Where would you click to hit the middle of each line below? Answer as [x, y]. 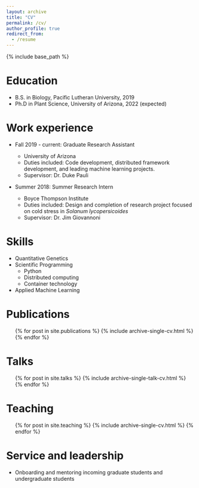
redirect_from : [25, 34]
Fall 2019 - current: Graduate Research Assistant [75, 144]
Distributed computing [51, 277]
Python [33, 271]
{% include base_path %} [38, 57]
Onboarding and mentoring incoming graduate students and [89, 472]
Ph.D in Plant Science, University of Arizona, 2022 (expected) [91, 104]
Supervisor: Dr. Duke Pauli [56, 175]
